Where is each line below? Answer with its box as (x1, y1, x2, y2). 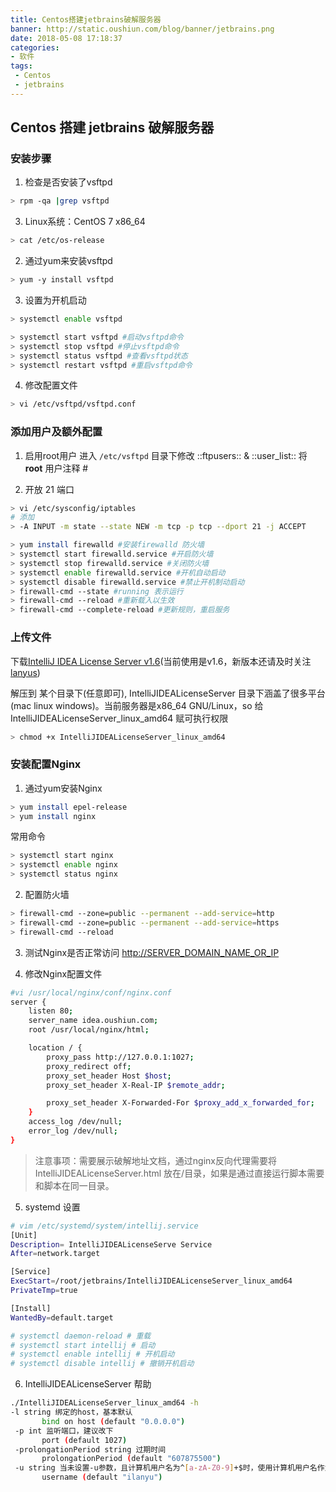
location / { (28, 1043, 83, 1053)
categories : (10, 42, 60, 53)
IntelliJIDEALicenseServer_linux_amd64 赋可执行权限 (10, 712, 229, 724)
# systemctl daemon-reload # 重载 (10, 1331, 152, 1341)
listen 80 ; (28, 1006, 74, 1016)
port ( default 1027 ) (41, 1435, 128, 1445)
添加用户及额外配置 (10, 425, 103, 439)
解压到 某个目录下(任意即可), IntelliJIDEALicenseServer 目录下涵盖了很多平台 (10, 687, 326, 699)
